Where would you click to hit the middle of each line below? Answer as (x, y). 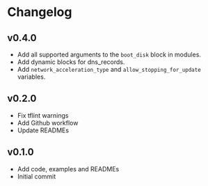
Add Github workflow (48, 123)
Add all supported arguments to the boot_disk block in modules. (109, 54)
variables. (31, 77)
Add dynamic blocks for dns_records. (71, 62)
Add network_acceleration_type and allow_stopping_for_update (109, 69)
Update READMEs (43, 130)
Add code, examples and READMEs (68, 169)
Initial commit (37, 176)
